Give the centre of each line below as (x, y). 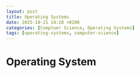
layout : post (22, 11)
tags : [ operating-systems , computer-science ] (62, 33)
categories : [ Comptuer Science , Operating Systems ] (70, 28)
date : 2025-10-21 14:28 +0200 (43, 22)
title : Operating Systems (37, 17)
